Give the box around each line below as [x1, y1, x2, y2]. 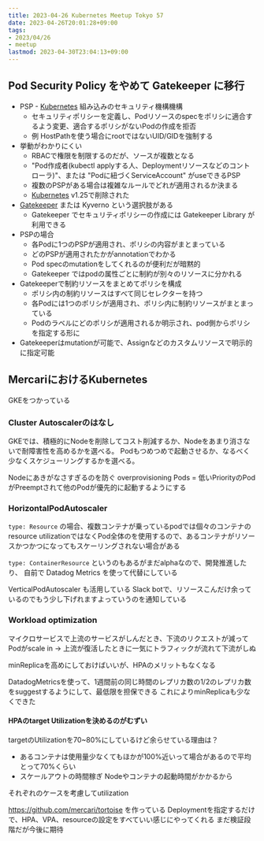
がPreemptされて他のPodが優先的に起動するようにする [8, 482, 187, 492]
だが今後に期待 [14, 824, 64, 834]
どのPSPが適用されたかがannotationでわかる [31, 249, 177, 258]
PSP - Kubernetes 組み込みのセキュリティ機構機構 [19, 102, 183, 111]
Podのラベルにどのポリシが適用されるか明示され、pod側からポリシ [31, 318, 251, 328]
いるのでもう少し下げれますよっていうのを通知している [8, 595, 188, 604]
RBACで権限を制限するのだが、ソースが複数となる [31, 150, 195, 160]
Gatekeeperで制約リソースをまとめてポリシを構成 [19, 279, 182, 288]
